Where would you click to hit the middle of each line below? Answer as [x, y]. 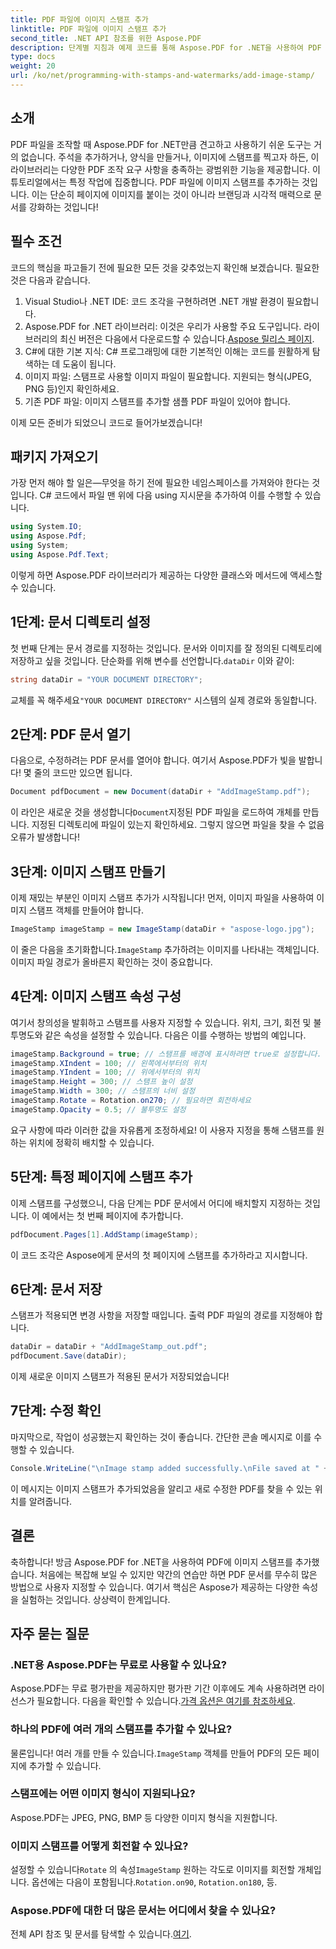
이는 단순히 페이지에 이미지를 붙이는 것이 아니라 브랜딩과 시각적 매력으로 [171, 194]
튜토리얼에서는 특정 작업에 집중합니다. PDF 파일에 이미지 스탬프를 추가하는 [155, 182]
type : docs [33, 57]
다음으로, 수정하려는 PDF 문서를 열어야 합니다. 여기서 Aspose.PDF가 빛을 [153, 760]
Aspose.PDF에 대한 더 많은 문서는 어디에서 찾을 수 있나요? [143, 1911]
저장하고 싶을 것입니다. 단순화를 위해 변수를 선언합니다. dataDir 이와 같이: [152, 660]
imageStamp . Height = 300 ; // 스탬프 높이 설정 [101, 1082]
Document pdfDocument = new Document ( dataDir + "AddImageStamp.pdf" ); [160, 792]
